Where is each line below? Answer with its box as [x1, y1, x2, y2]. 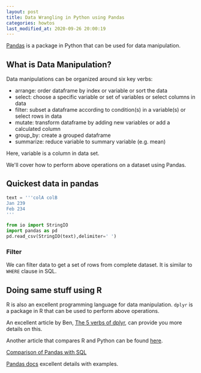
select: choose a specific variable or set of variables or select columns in [14, 94, 196, 101]
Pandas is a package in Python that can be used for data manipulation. [6, 42, 181, 49]
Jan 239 [6, 200, 26, 206]
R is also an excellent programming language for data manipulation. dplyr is [6, 301, 193, 308]
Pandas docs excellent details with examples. [6, 360, 119, 368]
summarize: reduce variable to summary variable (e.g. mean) [14, 138, 166, 145]
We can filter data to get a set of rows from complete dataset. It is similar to [6, 261, 193, 268]
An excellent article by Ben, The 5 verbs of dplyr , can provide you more [6, 319, 182, 326]
